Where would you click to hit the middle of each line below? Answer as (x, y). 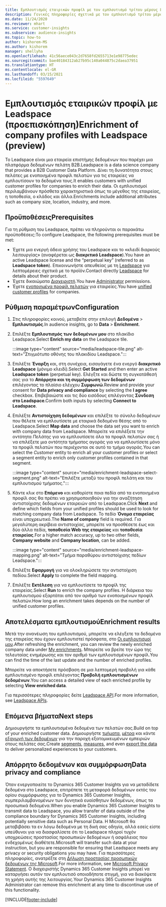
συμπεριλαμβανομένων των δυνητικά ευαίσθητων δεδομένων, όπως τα (79, 800)
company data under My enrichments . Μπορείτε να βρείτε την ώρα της (78, 650)
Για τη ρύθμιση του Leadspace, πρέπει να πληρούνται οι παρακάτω (75, 229)
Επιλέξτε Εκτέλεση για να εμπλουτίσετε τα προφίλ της (69, 585)
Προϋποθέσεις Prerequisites (49, 217)
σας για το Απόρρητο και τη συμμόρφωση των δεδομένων (74, 380)
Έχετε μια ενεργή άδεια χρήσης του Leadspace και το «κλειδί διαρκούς (86, 249)
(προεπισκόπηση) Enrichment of (72, 124)
